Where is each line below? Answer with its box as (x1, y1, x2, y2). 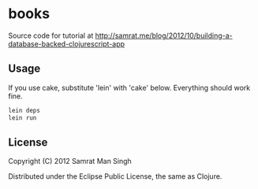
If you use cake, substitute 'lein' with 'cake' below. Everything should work (8, 83, 251, 92)
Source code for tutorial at (8, 31, 94, 40)
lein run (8, 113, 37, 122)
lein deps (8, 106, 41, 114)
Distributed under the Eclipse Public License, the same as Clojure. (8, 172, 222, 181)
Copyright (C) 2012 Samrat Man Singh (8, 157, 132, 166)
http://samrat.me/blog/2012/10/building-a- (95, 31, 233, 40)
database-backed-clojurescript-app (8, 39, 125, 48)
